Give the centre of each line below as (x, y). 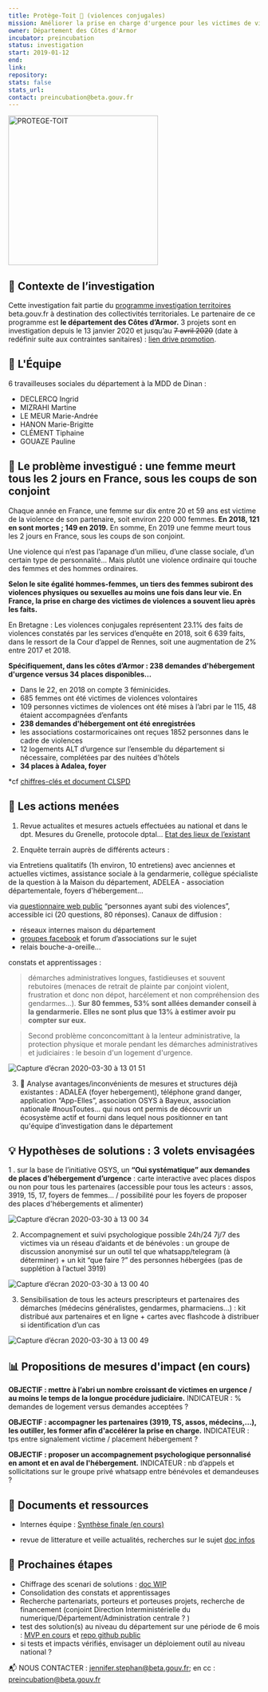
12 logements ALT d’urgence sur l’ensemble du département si (122, 749)
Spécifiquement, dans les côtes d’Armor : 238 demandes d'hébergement (132, 665)
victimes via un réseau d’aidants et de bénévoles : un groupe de (124, 1243)
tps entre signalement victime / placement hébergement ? (103, 1439)
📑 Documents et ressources (79, 1505)
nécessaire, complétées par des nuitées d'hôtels (100, 757)
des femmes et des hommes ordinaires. (73, 568)
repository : (28, 75)
